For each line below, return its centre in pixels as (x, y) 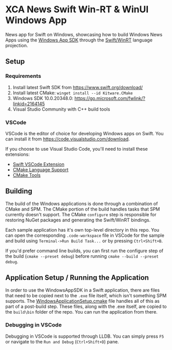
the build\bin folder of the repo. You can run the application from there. (81, 312)
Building (19, 191)
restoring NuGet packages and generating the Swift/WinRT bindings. (78, 220)
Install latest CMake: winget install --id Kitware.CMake (73, 93)
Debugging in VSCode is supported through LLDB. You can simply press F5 (85, 336)
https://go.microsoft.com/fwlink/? (110, 98)
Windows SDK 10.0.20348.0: (43, 98)
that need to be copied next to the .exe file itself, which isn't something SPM (86, 295)
